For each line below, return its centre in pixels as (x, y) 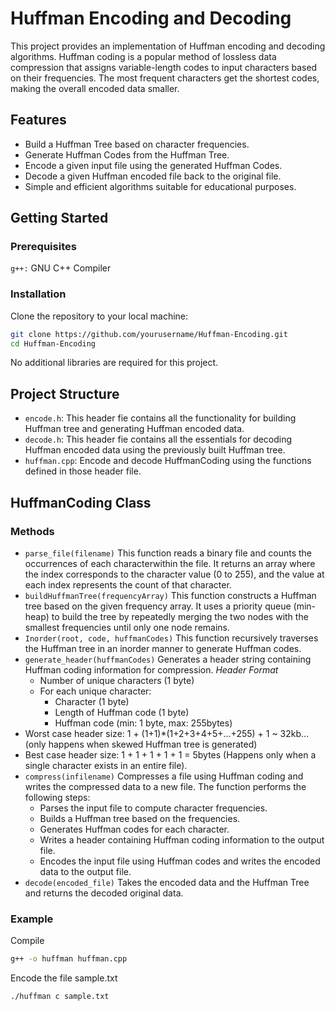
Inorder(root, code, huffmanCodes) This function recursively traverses (171, 638)
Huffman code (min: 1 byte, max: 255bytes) (143, 723)
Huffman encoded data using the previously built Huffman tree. (155, 450)
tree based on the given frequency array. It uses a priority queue (158, 606)
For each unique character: (95, 691)
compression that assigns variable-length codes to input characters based (164, 67)
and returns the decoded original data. (104, 893)
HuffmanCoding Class (81, 502)
